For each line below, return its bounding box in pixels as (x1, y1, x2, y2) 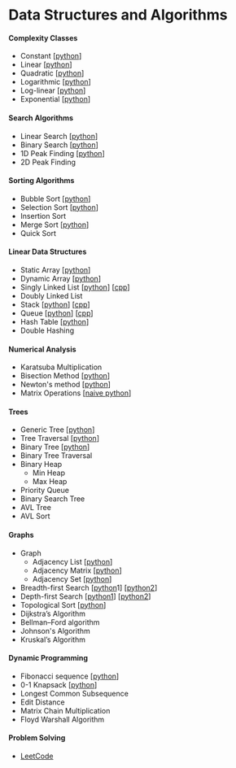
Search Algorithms (8, 112, 74, 123)
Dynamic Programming (8, 653, 88, 663)
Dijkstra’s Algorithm (20, 609, 86, 618)
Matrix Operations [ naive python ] (20, 388, 132, 398)
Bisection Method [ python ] (20, 371, 111, 381)
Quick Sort (20, 228, 57, 238)
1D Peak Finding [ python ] (20, 148, 105, 158)
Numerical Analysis (8, 344, 76, 354)
